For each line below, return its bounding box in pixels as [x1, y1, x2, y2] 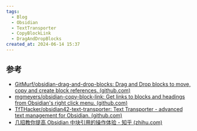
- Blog [11, 14, 28, 20]
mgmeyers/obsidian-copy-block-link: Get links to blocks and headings [14, 93, 185, 100]
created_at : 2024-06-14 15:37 [6, 42, 81, 48]
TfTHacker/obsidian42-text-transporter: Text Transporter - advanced [14, 105, 183, 112]
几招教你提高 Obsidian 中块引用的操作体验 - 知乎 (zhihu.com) [14, 119, 163, 126]
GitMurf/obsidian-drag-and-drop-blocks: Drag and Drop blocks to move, [14, 80, 191, 88]
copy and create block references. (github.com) [14, 86, 131, 94]
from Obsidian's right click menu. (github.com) [14, 99, 128, 106]
